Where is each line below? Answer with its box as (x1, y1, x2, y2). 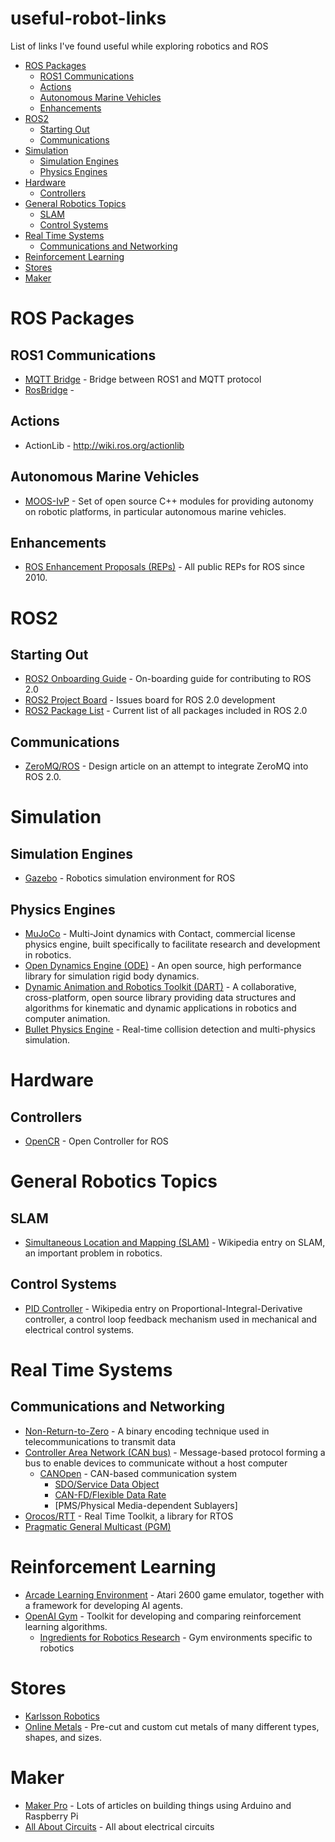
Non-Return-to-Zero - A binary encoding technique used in (24, 1425, 270, 1437)
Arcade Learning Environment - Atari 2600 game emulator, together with (24, 1588, 325, 1601)
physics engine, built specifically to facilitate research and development (24, 938, 321, 950)
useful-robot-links (10, 7, 167, 30)
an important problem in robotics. (24, 1247, 163, 1259)
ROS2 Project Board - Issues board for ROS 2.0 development (24, 694, 276, 706)
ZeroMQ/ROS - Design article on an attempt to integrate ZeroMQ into (24, 760, 309, 772)
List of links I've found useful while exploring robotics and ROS (10, 40, 269, 52)
